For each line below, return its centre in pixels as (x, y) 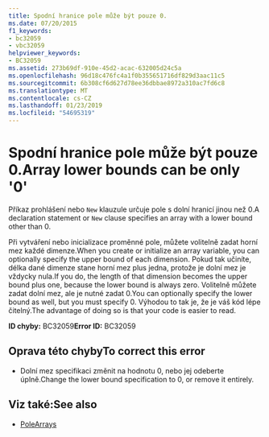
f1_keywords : (30, 31)
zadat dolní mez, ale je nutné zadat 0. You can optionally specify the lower (130, 293)
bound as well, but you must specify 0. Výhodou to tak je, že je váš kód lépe (134, 302)
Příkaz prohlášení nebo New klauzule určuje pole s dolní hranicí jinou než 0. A (134, 209)
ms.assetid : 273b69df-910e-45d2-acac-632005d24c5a (95, 68)
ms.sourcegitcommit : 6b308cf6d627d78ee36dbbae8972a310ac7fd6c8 (117, 83)
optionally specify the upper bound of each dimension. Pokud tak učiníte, (130, 259)
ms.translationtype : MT (48, 91)
